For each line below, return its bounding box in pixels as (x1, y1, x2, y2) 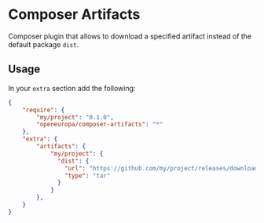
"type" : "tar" (64, 171, 111, 180)
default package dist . (8, 39, 79, 49)
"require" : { (22, 106, 65, 114)
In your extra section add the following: (8, 83, 136, 93)
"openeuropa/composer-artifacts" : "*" (36, 120, 163, 129)
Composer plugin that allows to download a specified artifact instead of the (8, 31, 252, 41)
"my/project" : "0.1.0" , (36, 113, 114, 121)
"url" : (64, 164, 86, 172)
